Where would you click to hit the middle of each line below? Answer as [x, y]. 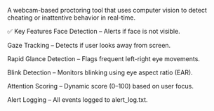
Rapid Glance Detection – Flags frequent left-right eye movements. [103, 59]
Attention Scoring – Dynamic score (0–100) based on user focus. [101, 86]
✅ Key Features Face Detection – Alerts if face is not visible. [94, 31]
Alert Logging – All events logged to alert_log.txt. [78, 100]
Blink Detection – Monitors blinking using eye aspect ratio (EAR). [100, 72]
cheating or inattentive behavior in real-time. [72, 18]
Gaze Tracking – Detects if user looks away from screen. [89, 45]
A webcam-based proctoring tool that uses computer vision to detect [107, 10]
